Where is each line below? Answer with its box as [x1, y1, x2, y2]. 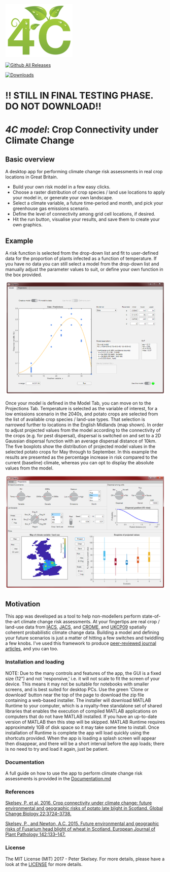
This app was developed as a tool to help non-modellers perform [5, 613, 141, 619]
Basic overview [5, 155, 55, 164]
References [5, 788, 35, 795]
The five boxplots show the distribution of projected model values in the [5, 443, 156, 450]
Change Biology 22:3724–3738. [5, 811, 72, 817]
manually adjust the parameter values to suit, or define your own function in [5, 267, 163, 272]
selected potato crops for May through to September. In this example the [5, 449, 157, 455]
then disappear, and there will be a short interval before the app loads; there [5, 741, 164, 747]
